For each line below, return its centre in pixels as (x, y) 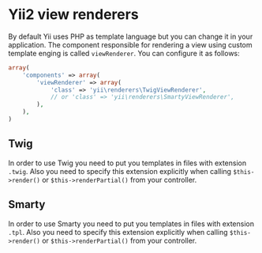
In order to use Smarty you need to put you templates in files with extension (131, 224)
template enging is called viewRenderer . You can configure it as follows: (124, 53)
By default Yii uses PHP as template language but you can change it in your (131, 36)
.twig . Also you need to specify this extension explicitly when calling (120, 171)
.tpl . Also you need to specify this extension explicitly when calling (118, 232)
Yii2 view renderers (74, 15)
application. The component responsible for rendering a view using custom (130, 44)
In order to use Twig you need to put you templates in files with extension (127, 163)
